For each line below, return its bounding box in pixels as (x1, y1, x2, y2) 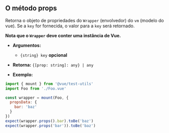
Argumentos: (12, 42, 41, 48)
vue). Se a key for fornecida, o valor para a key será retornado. (5, 23, 135, 29)
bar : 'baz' (14, 104, 37, 110)
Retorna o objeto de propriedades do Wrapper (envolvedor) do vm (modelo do (5, 17, 164, 23)
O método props (5, 4, 57, 13)
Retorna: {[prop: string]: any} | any (12, 61, 94, 68)
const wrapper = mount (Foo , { (5, 95, 69, 100)
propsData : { (10, 100, 37, 105)
